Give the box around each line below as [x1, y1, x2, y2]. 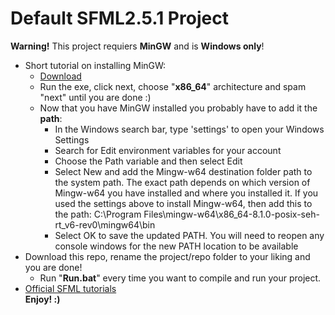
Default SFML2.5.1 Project [10, 7, 229, 30]
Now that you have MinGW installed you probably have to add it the [39, 102, 318, 114]
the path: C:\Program [54, 208, 142, 220]
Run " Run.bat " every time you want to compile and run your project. [39, 272, 322, 284]
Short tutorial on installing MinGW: [24, 59, 167, 71]
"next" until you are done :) [39, 91, 152, 103]
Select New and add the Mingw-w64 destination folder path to [54, 165, 313, 177]
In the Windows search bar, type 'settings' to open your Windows [54, 123, 325, 135]
